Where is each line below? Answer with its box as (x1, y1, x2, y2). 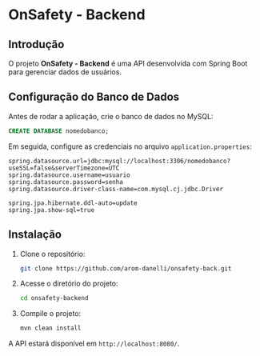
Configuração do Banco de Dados (8, 90, 180, 104)
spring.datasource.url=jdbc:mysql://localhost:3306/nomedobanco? (8, 157, 230, 165)
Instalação (8, 228, 62, 242)
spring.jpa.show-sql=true (8, 206, 94, 214)
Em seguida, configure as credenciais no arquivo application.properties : (8, 142, 252, 151)
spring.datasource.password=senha (8, 178, 124, 186)
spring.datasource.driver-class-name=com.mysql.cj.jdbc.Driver (8, 185, 224, 193)
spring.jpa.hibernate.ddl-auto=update (8, 198, 138, 207)
